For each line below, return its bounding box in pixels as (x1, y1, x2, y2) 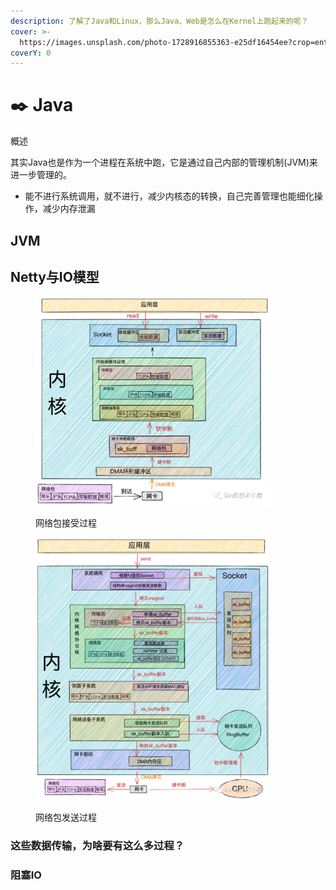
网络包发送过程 (35, 811, 97, 823)
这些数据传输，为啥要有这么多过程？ (10, 838, 185, 852)
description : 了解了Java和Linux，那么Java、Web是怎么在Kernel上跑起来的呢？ (10, 16, 309, 26)
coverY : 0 (10, 48, 52, 58)
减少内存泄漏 (42, 203, 96, 215)
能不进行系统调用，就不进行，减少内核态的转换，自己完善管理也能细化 (24, 190, 315, 202)
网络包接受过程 (35, 517, 97, 529)
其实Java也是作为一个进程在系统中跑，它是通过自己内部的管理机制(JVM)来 (10, 156, 318, 169)
